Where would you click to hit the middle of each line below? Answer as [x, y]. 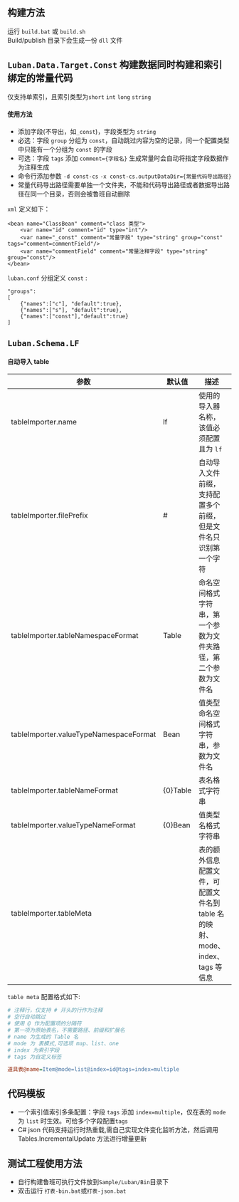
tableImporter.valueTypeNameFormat [74, 825]
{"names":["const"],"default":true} [75, 316]
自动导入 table [28, 361]
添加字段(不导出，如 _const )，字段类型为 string [87, 131]
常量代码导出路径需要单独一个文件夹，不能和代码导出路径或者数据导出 [121, 184]
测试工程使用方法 [45, 1163]
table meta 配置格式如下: [44, 997]
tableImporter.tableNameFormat [65, 790]
